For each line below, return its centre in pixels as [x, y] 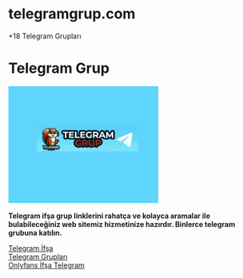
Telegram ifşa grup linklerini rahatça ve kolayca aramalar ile [109, 216]
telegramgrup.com [72, 14]
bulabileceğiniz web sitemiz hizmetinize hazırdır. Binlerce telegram [122, 224]
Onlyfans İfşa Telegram [47, 265]
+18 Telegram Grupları [45, 36]
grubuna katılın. [35, 233]
